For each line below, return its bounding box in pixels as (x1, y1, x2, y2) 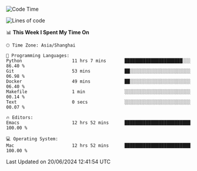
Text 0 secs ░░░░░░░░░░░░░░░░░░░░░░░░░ (6, 99, 191, 105)
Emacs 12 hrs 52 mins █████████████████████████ (6, 120, 191, 126)
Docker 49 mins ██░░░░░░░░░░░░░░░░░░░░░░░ (6, 78, 191, 84)
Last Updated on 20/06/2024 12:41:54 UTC (6, 158, 111, 165)
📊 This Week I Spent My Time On (6, 29, 89, 35)
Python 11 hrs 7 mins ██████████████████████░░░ (6, 58, 191, 64)
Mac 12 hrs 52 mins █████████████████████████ (6, 143, 191, 149)
